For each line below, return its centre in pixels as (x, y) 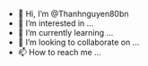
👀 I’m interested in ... (56, 23)
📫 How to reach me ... (59, 52)
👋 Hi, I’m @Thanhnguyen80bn (73, 14)
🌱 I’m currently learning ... (65, 33)
